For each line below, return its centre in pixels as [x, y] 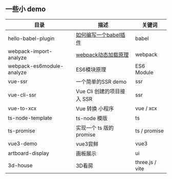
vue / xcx [146, 108]
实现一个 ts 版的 [95, 128]
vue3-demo [23, 144]
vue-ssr [18, 81]
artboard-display [29, 153]
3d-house [20, 165]
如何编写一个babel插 [101, 35]
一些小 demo [26, 9]
